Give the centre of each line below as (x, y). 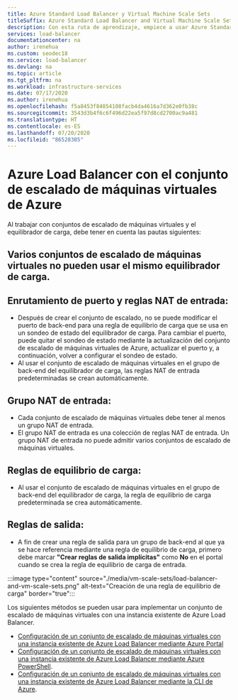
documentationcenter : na (44, 41)
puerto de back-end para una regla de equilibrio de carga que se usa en (123, 325)
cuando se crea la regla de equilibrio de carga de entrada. (102, 564)
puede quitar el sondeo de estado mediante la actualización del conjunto (124, 340)
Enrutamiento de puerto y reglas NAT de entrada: (118, 300)
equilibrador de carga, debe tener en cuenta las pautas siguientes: (104, 232)
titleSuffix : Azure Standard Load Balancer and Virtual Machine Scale (114, 21)
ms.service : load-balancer (47, 60)
